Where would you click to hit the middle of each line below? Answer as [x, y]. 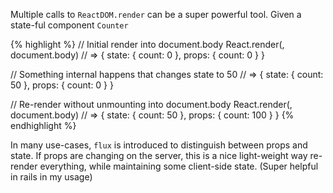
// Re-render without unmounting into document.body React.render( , [151, 104]
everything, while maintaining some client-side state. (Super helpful [179, 166]
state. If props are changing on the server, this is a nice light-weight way [159, 155]
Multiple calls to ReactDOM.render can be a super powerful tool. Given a [156, 14]
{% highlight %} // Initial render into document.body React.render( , [147, 44]
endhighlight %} [43, 125]
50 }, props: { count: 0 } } [62, 85]
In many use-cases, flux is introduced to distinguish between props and [159, 145]
